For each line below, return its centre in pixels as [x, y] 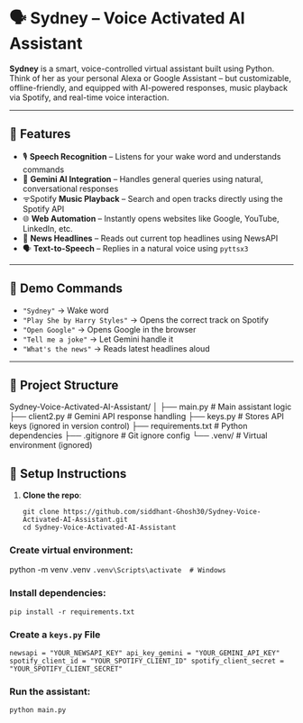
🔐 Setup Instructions [68, 474]
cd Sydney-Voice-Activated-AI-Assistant [99, 528]
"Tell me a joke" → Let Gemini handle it [98, 339]
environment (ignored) [51, 445]
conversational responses [70, 188]
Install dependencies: [58, 593]
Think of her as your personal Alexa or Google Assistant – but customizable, [150, 78]
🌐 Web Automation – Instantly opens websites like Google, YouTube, [151, 218]
